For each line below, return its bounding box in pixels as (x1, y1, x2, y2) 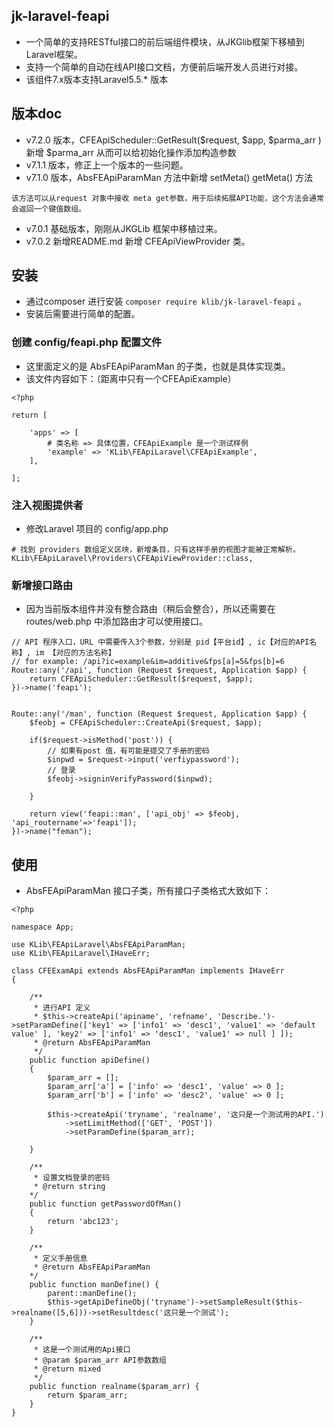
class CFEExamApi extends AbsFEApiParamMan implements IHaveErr (11, 966, 285, 976)
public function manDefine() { (29, 1280, 160, 1290)
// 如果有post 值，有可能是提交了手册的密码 (47, 746, 210, 756)
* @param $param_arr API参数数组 (33, 1355, 168, 1366)
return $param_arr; (47, 1390, 129, 1401)
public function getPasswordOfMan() (29, 1199, 183, 1209)
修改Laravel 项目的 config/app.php (25, 523, 169, 535)
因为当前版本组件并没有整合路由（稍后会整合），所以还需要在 (25, 603, 276, 615)
